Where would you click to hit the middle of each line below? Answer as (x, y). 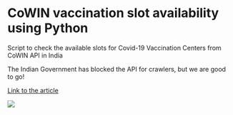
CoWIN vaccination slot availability (113, 13)
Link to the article (33, 90)
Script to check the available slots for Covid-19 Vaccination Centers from (114, 48)
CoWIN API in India (35, 55)
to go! (16, 77)
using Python (48, 28)
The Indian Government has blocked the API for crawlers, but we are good (117, 69)
